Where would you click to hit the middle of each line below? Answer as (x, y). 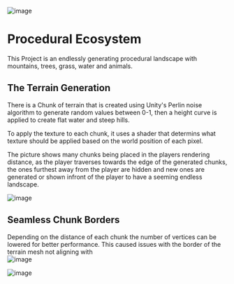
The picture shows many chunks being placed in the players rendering (109, 154)
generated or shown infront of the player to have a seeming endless (105, 177)
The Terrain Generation (59, 88)
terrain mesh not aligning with (50, 252)
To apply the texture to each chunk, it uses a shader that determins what (112, 133)
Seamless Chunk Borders (64, 220)
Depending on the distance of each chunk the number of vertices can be (112, 237)
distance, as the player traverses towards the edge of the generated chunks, (117, 162)
